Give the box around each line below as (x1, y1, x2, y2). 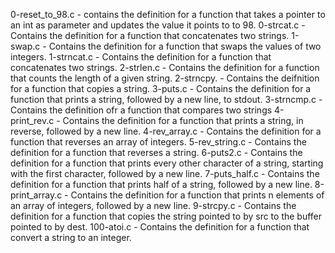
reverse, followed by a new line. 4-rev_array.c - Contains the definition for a (10, 125, 322, 137)
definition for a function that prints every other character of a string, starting (10, 157, 324, 169)
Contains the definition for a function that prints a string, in (62, 115, 304, 126)
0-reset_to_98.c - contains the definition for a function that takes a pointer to (10, 9, 326, 20)
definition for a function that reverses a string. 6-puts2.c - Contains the (10, 147, 303, 158)
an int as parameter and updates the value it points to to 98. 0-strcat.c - (10, 19, 306, 31)
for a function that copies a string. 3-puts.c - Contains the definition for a (10, 83, 312, 94)
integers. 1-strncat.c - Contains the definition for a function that (10, 51, 272, 63)
